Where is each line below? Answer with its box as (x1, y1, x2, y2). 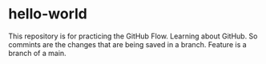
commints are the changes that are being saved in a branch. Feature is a (8, 39, 247, 49)
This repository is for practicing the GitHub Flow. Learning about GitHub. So (8, 31, 258, 41)
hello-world (8, 5, 88, 23)
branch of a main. (8, 48, 66, 58)
